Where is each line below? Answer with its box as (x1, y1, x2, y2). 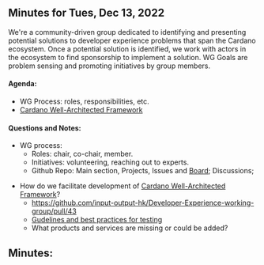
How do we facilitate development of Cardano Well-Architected (19, 181, 226, 191)
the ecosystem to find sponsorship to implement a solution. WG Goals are (8, 52, 248, 62)
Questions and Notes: (8, 123, 81, 133)
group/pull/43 (31, 206, 77, 216)
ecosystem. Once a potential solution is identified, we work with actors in (8, 44, 247, 54)
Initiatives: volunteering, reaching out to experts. (31, 157, 190, 167)
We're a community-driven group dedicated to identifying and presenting (8, 27, 247, 36)
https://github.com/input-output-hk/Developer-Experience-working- (31, 198, 255, 208)
